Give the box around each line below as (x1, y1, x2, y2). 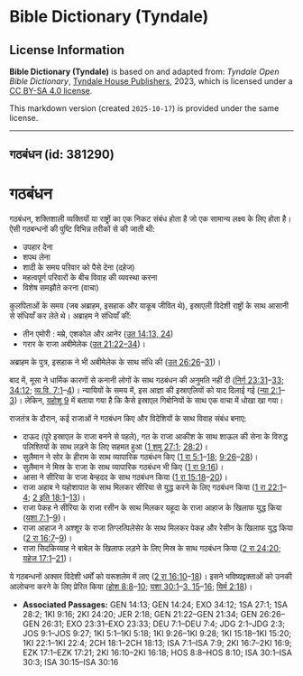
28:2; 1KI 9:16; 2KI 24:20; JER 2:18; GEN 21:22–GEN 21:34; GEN (22, 609, 258, 620)
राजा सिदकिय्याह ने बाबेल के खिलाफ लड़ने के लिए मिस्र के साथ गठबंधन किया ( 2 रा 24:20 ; (22, 543, 281, 554)
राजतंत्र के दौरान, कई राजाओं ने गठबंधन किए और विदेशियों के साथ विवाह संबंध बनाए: (9, 413, 247, 424)
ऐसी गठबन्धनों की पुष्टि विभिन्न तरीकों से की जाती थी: (9, 224, 155, 235)
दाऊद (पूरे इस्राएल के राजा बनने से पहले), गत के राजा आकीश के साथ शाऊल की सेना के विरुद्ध (22, 431, 289, 442)
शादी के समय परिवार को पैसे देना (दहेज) (22, 262, 135, 273)
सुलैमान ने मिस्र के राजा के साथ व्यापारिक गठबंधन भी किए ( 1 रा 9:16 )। (22, 462, 225, 473)
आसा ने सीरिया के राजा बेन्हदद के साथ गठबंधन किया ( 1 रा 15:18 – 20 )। (22, 472, 228, 483)
